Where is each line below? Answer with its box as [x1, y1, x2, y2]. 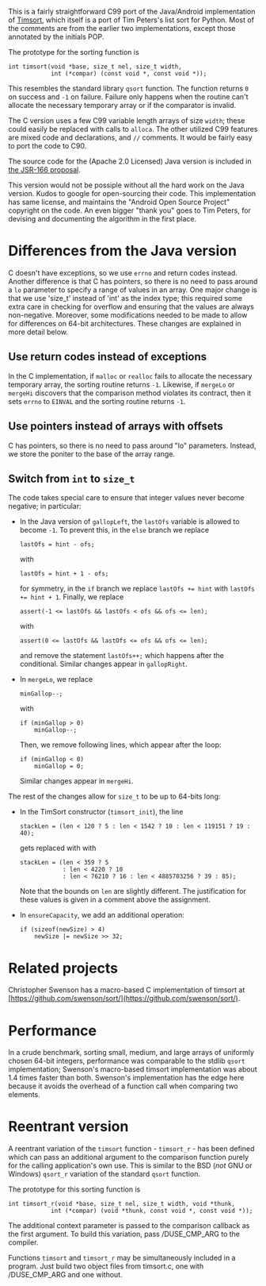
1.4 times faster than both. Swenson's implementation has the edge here [8, 1073, 245, 1083]
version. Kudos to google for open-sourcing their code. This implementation [8, 189, 256, 198]
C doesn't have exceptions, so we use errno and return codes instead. [8, 268, 237, 277]
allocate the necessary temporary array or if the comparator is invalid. [8, 101, 237, 110]
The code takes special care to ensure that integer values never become [8, 493, 245, 502]
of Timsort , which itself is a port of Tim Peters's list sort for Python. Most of [8, 15, 255, 25]
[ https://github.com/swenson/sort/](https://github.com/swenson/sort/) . [8, 994, 241, 1003]
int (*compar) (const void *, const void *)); [50, 70, 207, 78]
